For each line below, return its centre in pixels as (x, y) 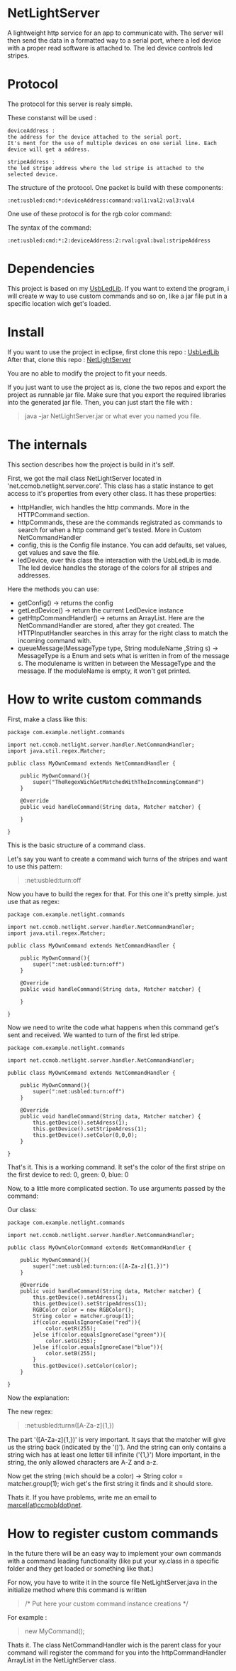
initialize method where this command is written (77, 1590)
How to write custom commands (105, 699)
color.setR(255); (71, 1328)
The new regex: (30, 1411)
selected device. (33, 174)
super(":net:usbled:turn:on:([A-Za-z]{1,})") (101, 1266)
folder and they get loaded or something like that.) (80, 1568)
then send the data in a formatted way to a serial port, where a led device (114, 40)
